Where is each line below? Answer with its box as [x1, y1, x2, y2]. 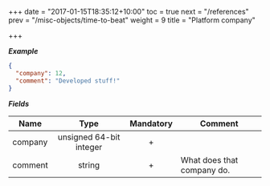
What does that [180, 154, 239, 165]
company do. [180, 164, 231, 176]
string [77, 160, 100, 171]
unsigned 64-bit [57, 131, 121, 143]
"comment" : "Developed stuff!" [15, 76, 121, 85]
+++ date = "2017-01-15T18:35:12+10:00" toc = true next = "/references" [8, 7, 249, 16]
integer [75, 141, 103, 152]
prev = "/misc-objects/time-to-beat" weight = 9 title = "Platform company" [8, 15, 256, 25]
